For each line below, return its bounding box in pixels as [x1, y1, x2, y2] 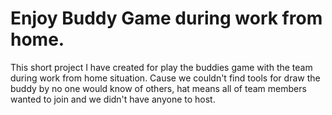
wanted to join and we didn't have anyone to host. [10, 93, 216, 105]
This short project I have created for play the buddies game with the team [10, 61, 313, 73]
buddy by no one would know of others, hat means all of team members [10, 82, 307, 94]
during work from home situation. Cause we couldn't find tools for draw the [10, 72, 321, 84]
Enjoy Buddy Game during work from [10, 7, 323, 30]
